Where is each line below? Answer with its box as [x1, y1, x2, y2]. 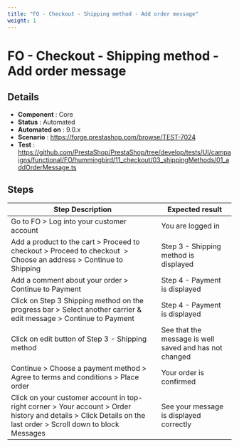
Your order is [161, 368, 205, 378]
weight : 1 [7, 17, 37, 24]
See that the [161, 325, 202, 335]
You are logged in [161, 221, 221, 231]
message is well [161, 334, 215, 344]
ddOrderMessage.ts [17, 163, 77, 172]
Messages [11, 428, 46, 438]
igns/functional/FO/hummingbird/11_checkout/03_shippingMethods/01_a [17, 155, 230, 164]
